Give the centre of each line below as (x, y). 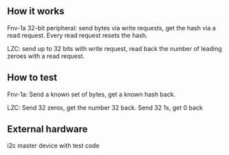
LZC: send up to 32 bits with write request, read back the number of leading (115, 48)
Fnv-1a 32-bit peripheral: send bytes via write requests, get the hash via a (112, 28)
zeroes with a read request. (46, 56)
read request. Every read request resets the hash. (77, 35)
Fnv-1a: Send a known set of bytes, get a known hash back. (91, 94)
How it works (36, 11)
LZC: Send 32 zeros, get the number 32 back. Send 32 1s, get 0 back (105, 107)
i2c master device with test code (53, 146)
